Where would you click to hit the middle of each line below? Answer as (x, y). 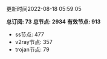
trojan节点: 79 (32, 49)
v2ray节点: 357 (34, 42)
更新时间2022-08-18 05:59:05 (44, 9)
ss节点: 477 (29, 34)
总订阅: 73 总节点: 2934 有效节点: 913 (53, 22)
